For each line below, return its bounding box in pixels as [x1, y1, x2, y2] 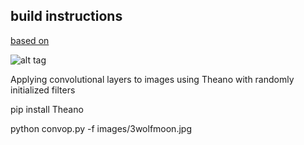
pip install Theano [10, 103, 84, 115]
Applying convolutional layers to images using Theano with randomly [10, 73, 295, 85]
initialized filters [10, 84, 76, 96]
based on [10, 34, 50, 46]
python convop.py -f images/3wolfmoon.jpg [10, 122, 192, 134]
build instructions [10, 8, 123, 25]
